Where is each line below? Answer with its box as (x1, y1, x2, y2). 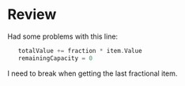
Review (7, 6, 57, 24)
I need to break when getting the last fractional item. (7, 69, 178, 78)
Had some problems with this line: (7, 32, 119, 41)
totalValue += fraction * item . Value (17, 47, 143, 54)
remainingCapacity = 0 (17, 54, 92, 62)
